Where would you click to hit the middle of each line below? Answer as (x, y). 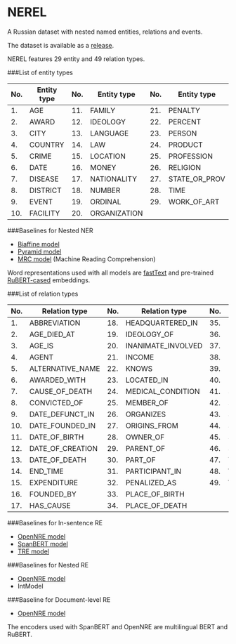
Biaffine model (38, 244)
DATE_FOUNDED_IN (63, 426)
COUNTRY (47, 145)
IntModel (30, 586)
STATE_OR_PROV (197, 178)
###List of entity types (40, 72)
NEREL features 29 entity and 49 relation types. (76, 59)
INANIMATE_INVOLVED (164, 346)
